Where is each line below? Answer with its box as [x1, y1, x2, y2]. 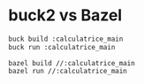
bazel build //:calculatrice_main [8, 58, 136, 67]
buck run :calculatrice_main [8, 42, 116, 51]
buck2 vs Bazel [8, 5, 123, 26]
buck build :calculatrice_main [8, 34, 124, 43]
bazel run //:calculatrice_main [8, 66, 127, 75]
